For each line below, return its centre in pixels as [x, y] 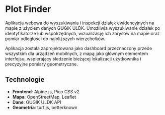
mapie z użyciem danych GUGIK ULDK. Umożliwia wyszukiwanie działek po [83, 28]
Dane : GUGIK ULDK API [37, 102]
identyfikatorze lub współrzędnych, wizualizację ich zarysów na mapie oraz [82, 33]
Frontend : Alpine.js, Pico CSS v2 [46, 91]
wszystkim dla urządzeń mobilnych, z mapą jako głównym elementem [77, 54]
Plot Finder [28, 9]
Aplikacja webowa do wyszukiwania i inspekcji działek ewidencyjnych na [80, 23]
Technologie [25, 80]
